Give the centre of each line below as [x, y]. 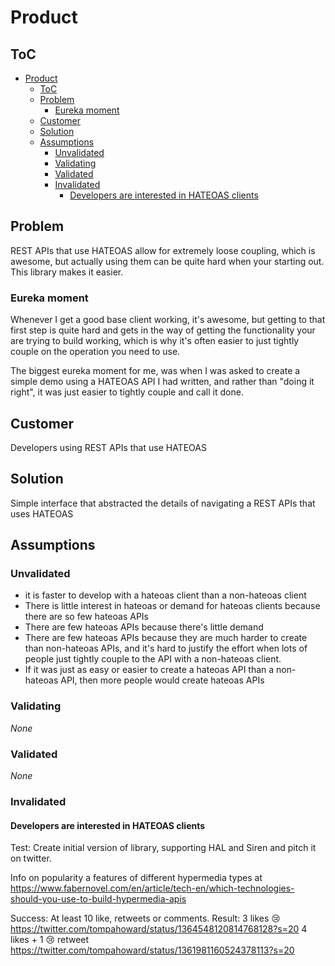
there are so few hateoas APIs [86, 617]
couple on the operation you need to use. [95, 352]
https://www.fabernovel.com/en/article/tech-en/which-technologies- [152, 888]
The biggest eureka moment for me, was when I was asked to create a [155, 371]
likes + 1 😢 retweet [50, 940]
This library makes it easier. [67, 272]
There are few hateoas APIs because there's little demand [144, 627]
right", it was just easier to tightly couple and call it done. [127, 392]
